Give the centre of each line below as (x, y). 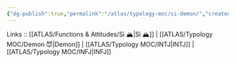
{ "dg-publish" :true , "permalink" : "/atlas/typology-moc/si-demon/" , (106, 14)
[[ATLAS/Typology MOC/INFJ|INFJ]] (59, 51)
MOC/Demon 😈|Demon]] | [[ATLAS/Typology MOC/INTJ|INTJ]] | (100, 44)
